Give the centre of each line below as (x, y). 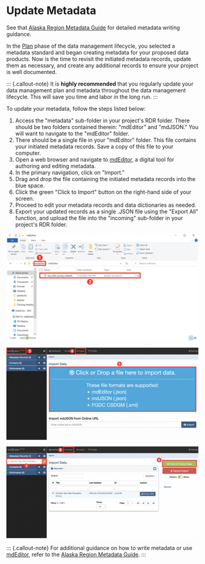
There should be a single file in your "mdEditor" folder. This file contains (106, 140)
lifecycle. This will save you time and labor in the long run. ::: (82, 97)
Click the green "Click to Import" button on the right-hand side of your (103, 192)
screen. (25, 198)
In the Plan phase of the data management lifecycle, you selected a (91, 46)
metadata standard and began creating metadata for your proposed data (98, 52)
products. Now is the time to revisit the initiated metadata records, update (99, 59)
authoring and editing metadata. (56, 166)
